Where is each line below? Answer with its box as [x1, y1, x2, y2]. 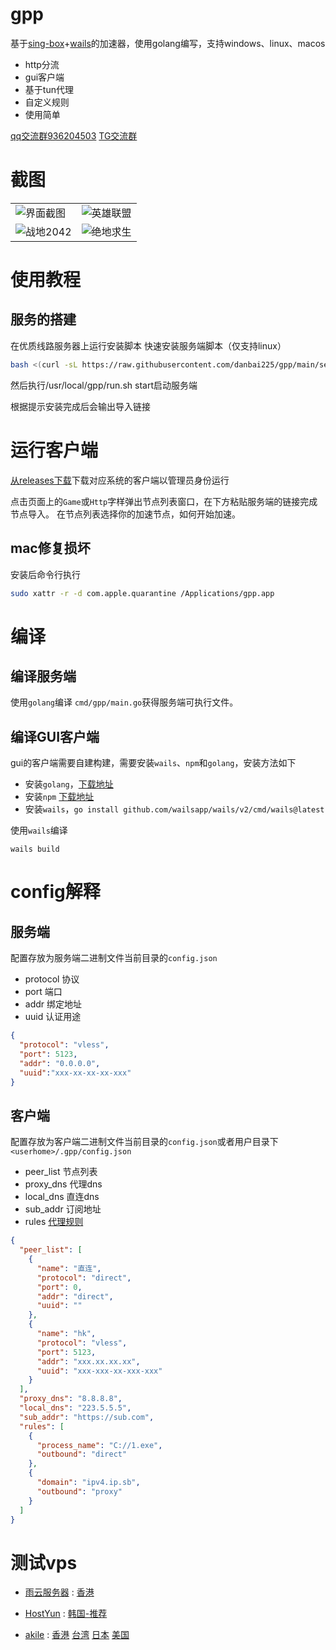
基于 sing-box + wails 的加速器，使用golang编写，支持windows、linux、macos [10, 37, 326, 49]
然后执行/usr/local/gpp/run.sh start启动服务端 [10, 379, 198, 391]
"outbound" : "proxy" [36, 1486, 123, 1497]
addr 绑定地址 [24, 998, 83, 1010]
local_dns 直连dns [24, 1191, 100, 1203]
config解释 [10, 881, 101, 903]
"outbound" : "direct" [36, 1449, 128, 1460]
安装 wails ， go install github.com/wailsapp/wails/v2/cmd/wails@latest [24, 803, 325, 815]
